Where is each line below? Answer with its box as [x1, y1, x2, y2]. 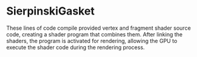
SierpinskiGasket [6, 4, 95, 18]
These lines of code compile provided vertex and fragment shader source [6, 24, 192, 32]
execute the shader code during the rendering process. [6, 44, 145, 51]
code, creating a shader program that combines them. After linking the [6, 30, 183, 38]
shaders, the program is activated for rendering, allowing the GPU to [6, 37, 178, 44]
